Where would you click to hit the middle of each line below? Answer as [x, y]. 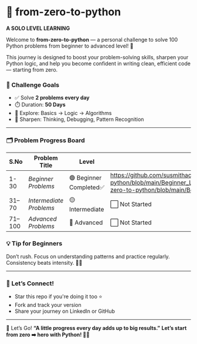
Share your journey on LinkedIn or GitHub [65, 311]
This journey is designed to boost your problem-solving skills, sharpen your [97, 57]
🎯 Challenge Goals [33, 85]
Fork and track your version [48, 305]
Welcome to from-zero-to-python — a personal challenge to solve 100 [92, 39]
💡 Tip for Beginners [34, 244]
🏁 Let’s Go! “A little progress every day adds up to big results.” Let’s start [96, 328]
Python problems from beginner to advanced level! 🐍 [70, 46]
